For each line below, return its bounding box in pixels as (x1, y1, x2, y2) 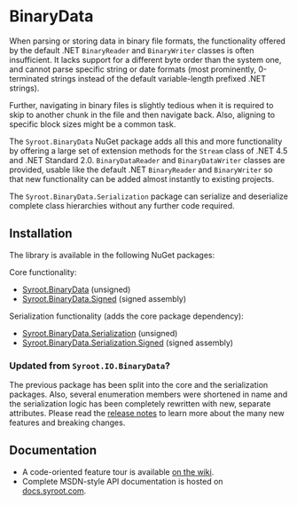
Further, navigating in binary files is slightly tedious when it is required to (9, 99, 274, 110)
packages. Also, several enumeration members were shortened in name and (9, 389, 288, 400)
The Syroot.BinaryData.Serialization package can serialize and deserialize (9, 191, 288, 201)
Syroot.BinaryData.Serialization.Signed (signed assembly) (21, 337, 233, 348)
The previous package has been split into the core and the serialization (9, 380, 269, 391)
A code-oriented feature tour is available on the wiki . (21, 466, 215, 477)
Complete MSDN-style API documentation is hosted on (21, 476, 223, 486)
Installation (9, 226, 73, 241)
